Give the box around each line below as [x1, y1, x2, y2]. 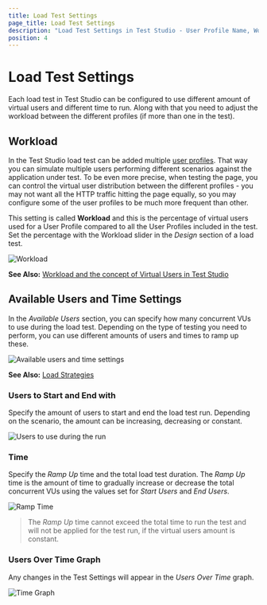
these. [8, 339, 29, 349]
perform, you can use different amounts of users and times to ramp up [8, 330, 239, 340]
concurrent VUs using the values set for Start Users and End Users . [8, 486, 230, 496]
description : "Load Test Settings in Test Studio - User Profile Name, [8, 26, 250, 34]
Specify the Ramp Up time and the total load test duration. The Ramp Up [8, 470, 246, 479]
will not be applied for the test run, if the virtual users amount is [27, 526, 236, 536]
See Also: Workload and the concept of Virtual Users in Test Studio [8, 270, 229, 279]
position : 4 [8, 33, 48, 42]
